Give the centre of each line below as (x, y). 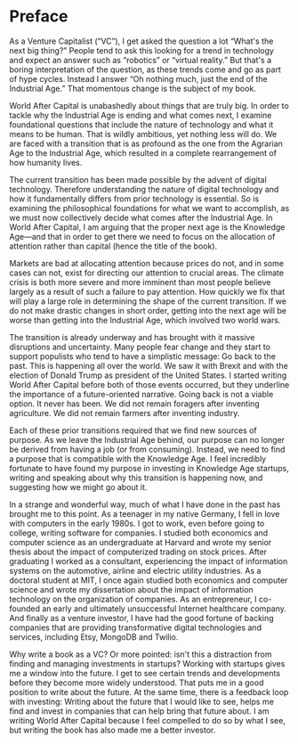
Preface (39, 16)
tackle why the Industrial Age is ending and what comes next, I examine (141, 115)
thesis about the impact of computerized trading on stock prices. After (138, 552)
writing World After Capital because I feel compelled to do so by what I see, (148, 720)
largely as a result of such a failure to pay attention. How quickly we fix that (147, 291)
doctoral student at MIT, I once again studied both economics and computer (149, 580)
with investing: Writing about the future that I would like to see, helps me (141, 701)
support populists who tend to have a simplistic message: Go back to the (142, 356)
